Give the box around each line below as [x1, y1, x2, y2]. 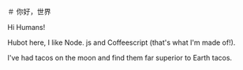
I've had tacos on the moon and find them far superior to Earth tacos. [7, 53, 233, 62]
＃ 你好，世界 [7, 7, 51, 16]
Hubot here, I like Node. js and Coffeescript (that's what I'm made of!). [7, 38, 236, 47]
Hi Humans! [7, 23, 46, 31]
